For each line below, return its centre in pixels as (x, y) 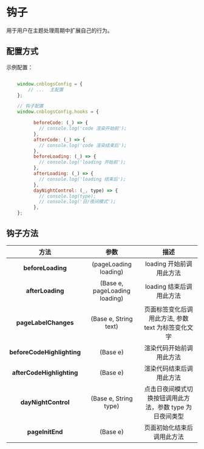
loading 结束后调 (168, 286)
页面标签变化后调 (168, 309)
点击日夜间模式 (165, 389)
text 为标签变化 (165, 327)
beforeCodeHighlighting (45, 352)
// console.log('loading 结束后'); (82, 179)
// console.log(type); (67, 196)
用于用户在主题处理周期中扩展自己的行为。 (59, 30)
